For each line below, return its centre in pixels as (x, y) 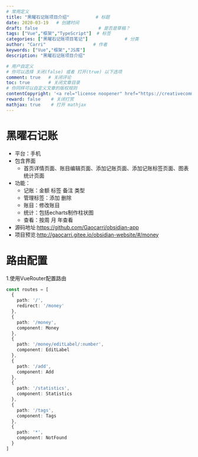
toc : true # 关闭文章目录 (43, 83)
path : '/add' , (34, 366)
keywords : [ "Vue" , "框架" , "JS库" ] (46, 50)
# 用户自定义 (20, 66)
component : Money (38, 328)
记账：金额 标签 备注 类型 (54, 190)
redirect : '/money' (41, 306)
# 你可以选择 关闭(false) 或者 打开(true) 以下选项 (64, 72)
